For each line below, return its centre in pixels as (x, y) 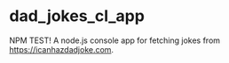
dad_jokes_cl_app (77, 16)
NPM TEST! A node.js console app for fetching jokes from (114, 40)
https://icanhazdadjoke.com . (61, 49)
